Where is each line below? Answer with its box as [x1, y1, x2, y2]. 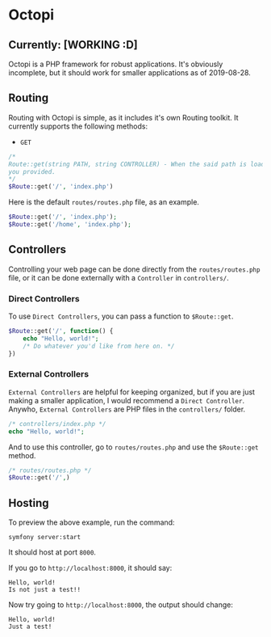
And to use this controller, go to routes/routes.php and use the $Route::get [8, 442, 260, 452]
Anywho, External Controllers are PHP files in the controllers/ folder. [8, 404, 246, 414]
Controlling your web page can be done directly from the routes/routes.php [8, 264, 261, 274]
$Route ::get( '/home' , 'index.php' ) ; [8, 221, 131, 229]
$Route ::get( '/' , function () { [8, 327, 114, 335]
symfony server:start [8, 534, 81, 542]
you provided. [8, 167, 56, 175]
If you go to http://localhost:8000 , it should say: [8, 563, 173, 573]
